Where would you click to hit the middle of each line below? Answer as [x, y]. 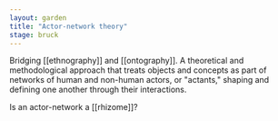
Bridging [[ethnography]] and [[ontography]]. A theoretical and [127, 61]
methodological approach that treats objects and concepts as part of [138, 70]
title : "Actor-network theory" [69, 26]
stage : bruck [34, 35]
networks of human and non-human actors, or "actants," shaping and [139, 80]
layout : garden [38, 18]
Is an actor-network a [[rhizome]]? [74, 107]
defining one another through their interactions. [98, 90]
